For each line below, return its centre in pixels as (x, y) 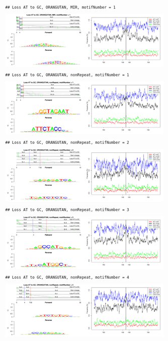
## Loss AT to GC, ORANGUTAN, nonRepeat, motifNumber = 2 (67, 142)
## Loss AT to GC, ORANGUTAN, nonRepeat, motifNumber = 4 (67, 278)
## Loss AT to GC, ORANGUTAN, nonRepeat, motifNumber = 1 (67, 75)
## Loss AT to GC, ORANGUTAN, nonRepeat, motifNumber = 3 (67, 210)
